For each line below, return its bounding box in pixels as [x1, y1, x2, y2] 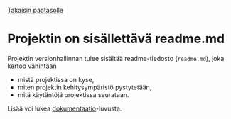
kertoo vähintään [7, 62, 57, 70]
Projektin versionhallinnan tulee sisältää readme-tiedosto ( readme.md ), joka [7, 54, 225, 62]
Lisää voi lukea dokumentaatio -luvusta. [7, 104, 122, 113]
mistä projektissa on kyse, [17, 75, 95, 84]
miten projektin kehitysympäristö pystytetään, [17, 83, 152, 91]
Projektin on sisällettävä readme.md [7, 31, 225, 47]
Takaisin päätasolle [7, 6, 64, 14]
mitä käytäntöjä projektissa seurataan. [17, 90, 129, 98]
